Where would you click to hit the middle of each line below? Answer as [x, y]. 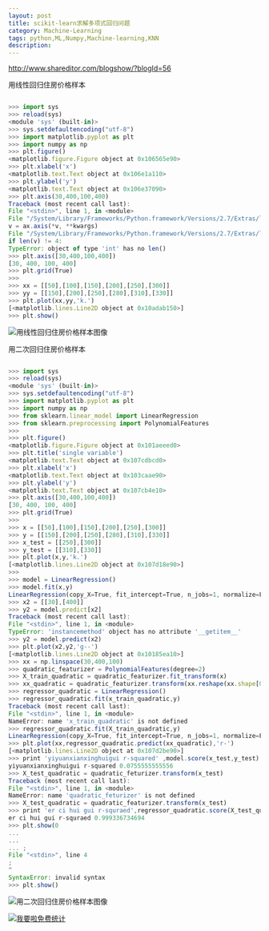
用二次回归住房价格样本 [47, 349]
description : [30, 46]
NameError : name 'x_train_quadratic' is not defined [98, 721]
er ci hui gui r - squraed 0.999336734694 [77, 818]
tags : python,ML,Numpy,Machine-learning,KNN [84, 38]
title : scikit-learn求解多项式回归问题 [69, 23]
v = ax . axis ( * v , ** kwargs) [53, 226]
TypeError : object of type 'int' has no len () [87, 248]
